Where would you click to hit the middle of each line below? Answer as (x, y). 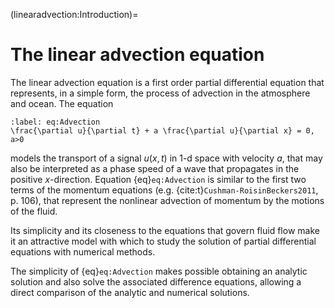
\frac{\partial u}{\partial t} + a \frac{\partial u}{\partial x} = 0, (162, 130)
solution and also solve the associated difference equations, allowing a (156, 281)
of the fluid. (34, 211)
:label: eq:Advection (55, 122)
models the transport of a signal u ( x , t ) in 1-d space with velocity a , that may (166, 158)
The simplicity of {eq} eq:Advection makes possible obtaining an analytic (159, 271)
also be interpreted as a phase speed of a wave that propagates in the (155, 168)
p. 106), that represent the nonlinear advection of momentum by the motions (167, 200)
